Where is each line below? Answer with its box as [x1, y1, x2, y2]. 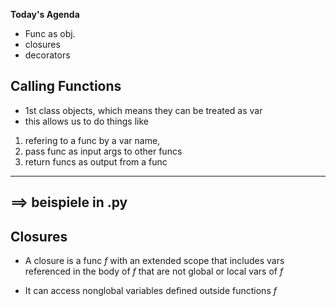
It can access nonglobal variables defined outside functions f [24, 285, 277, 297]
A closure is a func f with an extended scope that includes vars [24, 255, 285, 267]
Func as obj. [24, 28, 76, 39]
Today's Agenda [10, 9, 80, 20]
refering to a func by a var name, [24, 134, 161, 146]
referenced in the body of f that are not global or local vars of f [24, 265, 284, 278]
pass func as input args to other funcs [24, 145, 183, 157]
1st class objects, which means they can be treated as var [24, 104, 263, 116]
